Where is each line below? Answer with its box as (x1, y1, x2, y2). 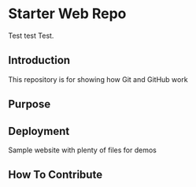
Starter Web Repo (8, 5, 127, 23)
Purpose (8, 98, 51, 111)
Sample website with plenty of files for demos (8, 145, 157, 155)
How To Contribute (8, 168, 103, 181)
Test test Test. (8, 31, 54, 40)
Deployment (8, 124, 70, 138)
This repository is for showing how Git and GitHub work (8, 74, 188, 84)
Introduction (8, 54, 71, 67)
